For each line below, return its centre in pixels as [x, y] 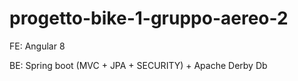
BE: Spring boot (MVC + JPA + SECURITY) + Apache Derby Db [138, 65]
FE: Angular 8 [37, 46]
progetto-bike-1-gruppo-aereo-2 [149, 18]
